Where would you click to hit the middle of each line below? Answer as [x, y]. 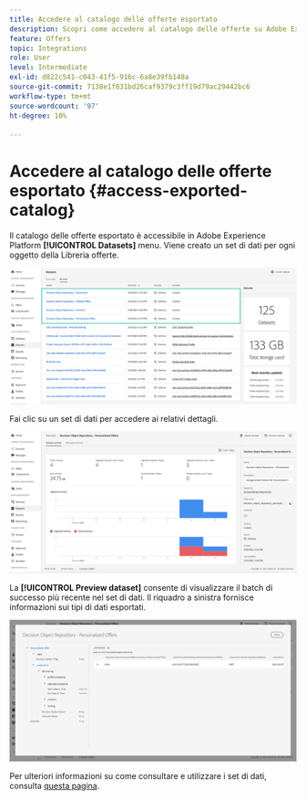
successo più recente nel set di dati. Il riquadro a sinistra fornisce [132, 597]
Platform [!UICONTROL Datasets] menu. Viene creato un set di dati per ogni [153, 246]
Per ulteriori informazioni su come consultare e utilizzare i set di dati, [138, 775]
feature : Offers [40, 38]
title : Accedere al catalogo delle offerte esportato [114, 19]
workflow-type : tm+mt [51, 96]
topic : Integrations [49, 48]
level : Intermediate [49, 68]
